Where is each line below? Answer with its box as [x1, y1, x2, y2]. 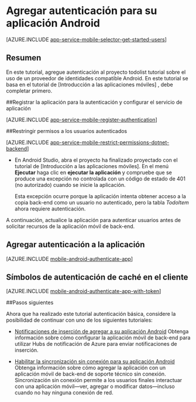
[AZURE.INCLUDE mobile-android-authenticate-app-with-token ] [6, 288, 161, 295]
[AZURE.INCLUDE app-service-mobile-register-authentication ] [6, 116, 158, 123]
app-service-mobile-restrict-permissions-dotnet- [50, 139, 170, 146]
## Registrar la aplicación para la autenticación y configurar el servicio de [6, 98, 183, 105]
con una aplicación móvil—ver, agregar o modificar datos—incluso [14, 383, 175, 390]
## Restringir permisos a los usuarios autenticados [6, 127, 128, 134]
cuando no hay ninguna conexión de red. [14, 389, 114, 396]
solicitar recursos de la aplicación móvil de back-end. [6, 223, 135, 230]
